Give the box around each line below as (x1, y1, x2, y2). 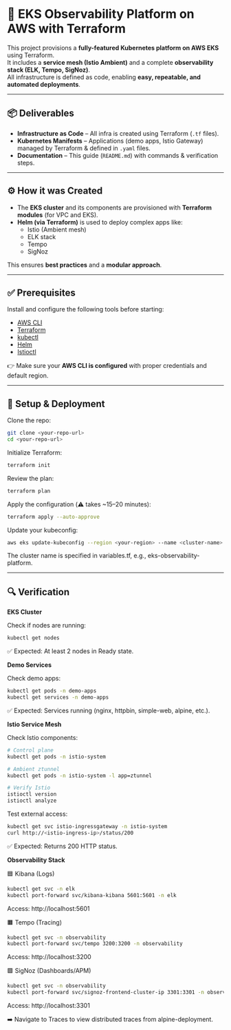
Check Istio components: (7, 733, 78, 741)
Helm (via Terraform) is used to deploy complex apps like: (16, 218, 184, 226)
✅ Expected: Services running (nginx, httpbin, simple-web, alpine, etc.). (7, 706, 210, 714)
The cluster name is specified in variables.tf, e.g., (7, 551, 146, 560)
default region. (7, 371, 49, 380)
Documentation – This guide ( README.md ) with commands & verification (16, 151, 219, 159)
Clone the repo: (7, 416, 52, 424)
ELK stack (27, 232, 56, 240)
